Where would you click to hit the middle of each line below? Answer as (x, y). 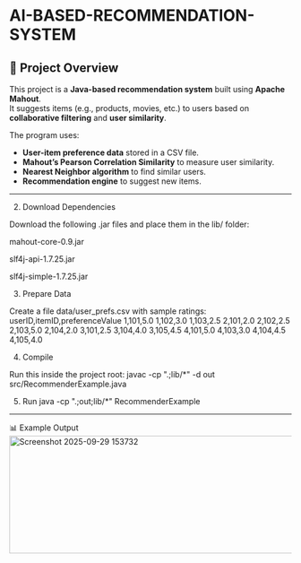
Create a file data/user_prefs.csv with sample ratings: (108, 311)
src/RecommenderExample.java (68, 384)
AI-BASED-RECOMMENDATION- (132, 16)
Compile (38, 357)
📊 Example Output (44, 428)
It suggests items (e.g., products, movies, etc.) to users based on (129, 108)
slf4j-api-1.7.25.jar (42, 259)
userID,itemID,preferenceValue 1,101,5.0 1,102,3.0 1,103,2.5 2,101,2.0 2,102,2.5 (150, 320)
